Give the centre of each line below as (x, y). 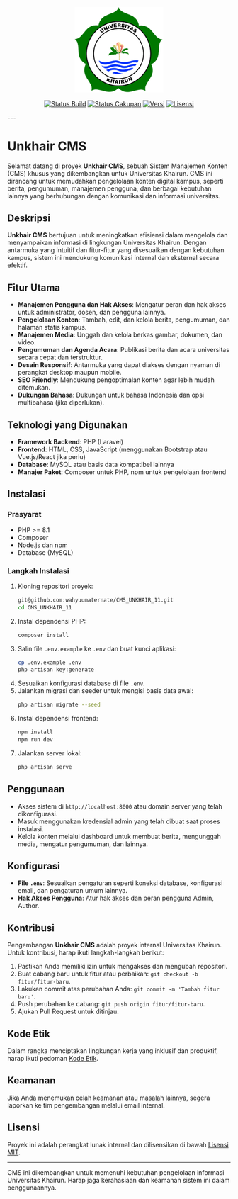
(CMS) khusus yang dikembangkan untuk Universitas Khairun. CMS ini (110, 173)
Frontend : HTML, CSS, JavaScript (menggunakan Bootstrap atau (112, 449)
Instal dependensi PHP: (52, 621)
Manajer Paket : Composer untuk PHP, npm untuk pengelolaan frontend (122, 472)
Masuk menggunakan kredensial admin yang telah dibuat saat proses (119, 821)
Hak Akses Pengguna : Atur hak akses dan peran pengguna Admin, (116, 898)
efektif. (18, 265)
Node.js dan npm (42, 545)
